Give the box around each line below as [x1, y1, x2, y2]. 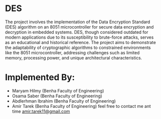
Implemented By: [5, 72, 75, 83]
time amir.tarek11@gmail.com [12, 108, 70, 114]
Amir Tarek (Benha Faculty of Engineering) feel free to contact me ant [12, 103, 151, 109]
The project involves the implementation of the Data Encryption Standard [5, 19, 150, 25]
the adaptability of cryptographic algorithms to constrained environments [5, 45, 151, 50]
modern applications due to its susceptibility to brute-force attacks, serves [5, 34, 154, 40]
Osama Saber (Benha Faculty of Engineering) [12, 93, 102, 99]
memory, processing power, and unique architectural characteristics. [5, 55, 142, 60]
